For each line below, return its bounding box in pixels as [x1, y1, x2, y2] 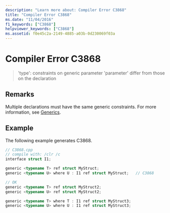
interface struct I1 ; [5, 156, 52, 162]
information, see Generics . [5, 109, 61, 115]
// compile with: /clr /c [5, 152, 60, 157]
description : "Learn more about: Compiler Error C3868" [5, 7, 127, 13]
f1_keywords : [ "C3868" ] [5, 21, 56, 27]
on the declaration [17, 75, 57, 82]
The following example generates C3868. [5, 137, 92, 143]
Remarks [5, 90, 35, 99]
